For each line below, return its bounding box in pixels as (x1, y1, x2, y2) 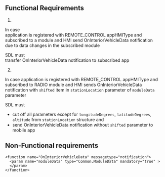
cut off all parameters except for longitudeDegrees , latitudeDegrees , (12, 111, 152, 117)
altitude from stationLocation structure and (12, 116, 104, 123)
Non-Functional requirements (5, 141, 99, 150)
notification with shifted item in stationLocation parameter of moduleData (5, 87, 155, 93)
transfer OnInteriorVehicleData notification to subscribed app (5, 57, 129, 63)
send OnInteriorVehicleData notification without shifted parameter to (12, 122, 153, 128)
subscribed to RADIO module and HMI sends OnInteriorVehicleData (5, 82, 142, 88)
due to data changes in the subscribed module (5, 42, 100, 48)
